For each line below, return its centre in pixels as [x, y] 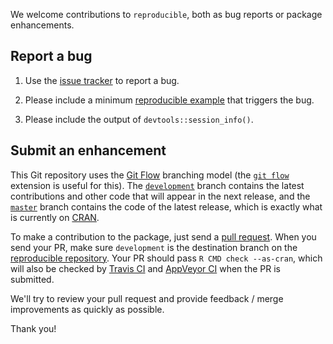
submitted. [32, 279]
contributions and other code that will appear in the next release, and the [160, 196]
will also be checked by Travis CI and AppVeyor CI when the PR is [145, 268]
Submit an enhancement [88, 150]
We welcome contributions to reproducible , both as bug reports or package [166, 14]
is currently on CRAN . [55, 217]
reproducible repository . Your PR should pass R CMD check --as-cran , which [166, 258]
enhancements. [42, 25]
